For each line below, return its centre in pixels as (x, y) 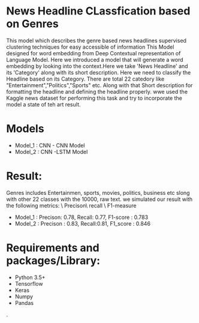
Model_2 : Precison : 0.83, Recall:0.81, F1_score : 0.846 (83, 223)
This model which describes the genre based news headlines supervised (97, 40)
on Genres (32, 24)
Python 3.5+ (30, 277)
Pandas (24, 303)
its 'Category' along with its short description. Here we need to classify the (99, 72)
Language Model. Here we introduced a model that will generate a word (95, 60)
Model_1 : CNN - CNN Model (50, 145)
